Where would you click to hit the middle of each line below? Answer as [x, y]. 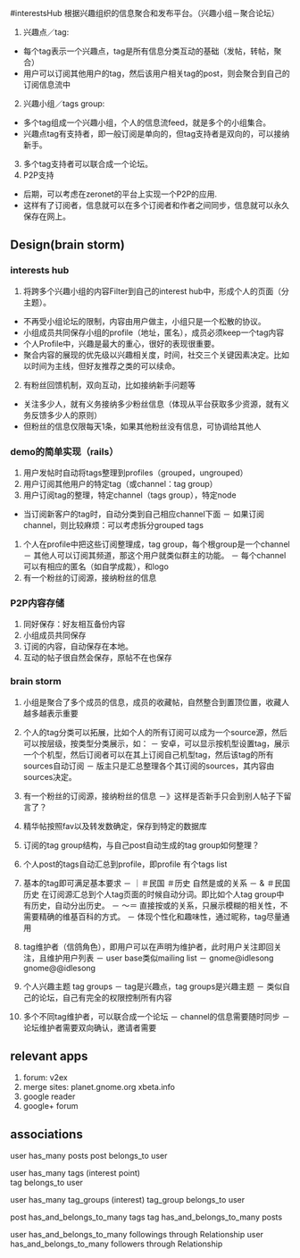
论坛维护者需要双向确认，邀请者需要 [90, 1027]
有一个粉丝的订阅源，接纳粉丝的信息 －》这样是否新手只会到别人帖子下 [153, 796]
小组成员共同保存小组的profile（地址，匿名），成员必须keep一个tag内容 [154, 332]
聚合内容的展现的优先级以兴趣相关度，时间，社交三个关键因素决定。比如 [156, 355]
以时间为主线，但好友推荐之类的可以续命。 [101, 365]
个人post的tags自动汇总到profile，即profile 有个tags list [125, 864]
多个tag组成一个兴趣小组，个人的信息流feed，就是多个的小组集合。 [147, 122]
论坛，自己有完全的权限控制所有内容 [105, 997]
